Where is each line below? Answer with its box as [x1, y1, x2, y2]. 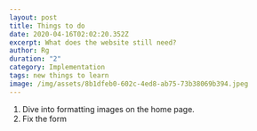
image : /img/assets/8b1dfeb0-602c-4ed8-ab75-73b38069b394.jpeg [9, 79, 249, 88]
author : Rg [9, 46, 50, 55]
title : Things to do [9, 21, 86, 30]
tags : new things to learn [9, 71, 109, 80]
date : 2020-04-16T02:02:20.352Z [9, 29, 129, 38]
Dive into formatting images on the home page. [21, 103, 196, 114]
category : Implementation [9, 63, 105, 72]
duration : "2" [9, 54, 62, 63]
